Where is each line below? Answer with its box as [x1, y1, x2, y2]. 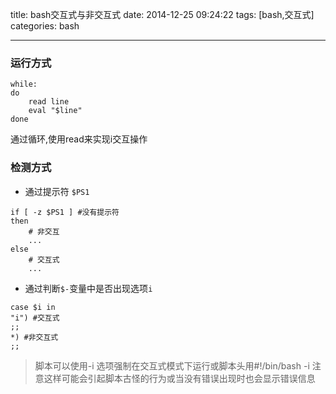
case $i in [10, 302, 56, 312]
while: [10, 79, 38, 90]
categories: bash [10, 20, 80, 32]
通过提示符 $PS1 [24, 185, 90, 197]
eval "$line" [28, 106, 83, 116]
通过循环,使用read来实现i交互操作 [10, 133, 148, 145]
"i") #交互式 [10, 313, 60, 323]
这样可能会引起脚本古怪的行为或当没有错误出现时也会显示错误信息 [43, 372, 316, 384]
